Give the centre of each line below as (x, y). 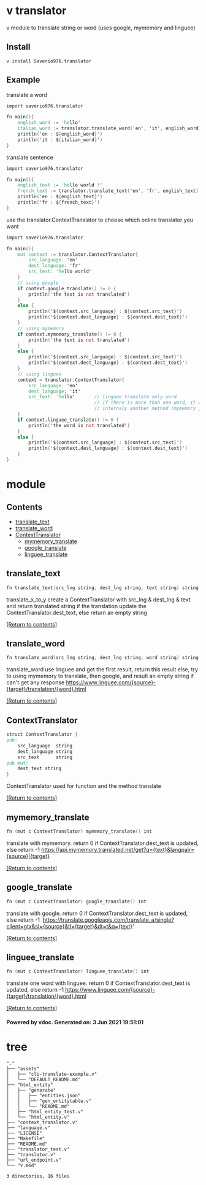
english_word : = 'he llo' (49, 123)
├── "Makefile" (26, 1138)
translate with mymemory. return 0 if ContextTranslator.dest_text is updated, (103, 843)
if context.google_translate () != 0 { (67, 288)
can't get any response (36, 682)
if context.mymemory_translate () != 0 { (70, 334)
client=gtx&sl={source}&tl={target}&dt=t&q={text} (70, 926)
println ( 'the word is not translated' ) (79, 425)
